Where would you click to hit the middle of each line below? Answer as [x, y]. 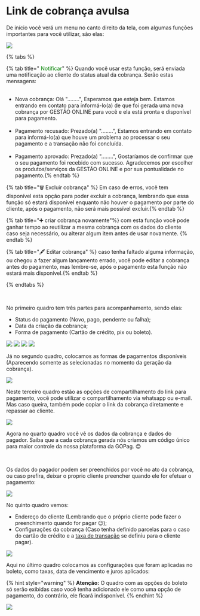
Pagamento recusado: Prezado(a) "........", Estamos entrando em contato [103, 131]
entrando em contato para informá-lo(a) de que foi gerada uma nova [99, 105]
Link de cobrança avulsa [68, 11]
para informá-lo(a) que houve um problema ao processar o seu [92, 137]
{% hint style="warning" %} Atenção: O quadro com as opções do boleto [97, 582]
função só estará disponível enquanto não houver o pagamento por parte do [100, 202]
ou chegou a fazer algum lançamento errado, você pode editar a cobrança [98, 260]
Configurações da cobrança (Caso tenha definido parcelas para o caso [102, 529]
